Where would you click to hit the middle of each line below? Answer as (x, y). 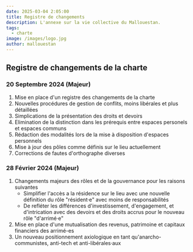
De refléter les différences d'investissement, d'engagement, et (99, 206)
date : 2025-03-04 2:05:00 (37, 11)
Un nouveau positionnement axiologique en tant (72, 237)
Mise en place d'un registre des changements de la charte (85, 97)
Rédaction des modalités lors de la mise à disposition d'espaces (92, 134)
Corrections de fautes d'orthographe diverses (70, 153)
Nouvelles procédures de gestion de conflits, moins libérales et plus (96, 103)
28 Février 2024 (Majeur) (43, 168)
